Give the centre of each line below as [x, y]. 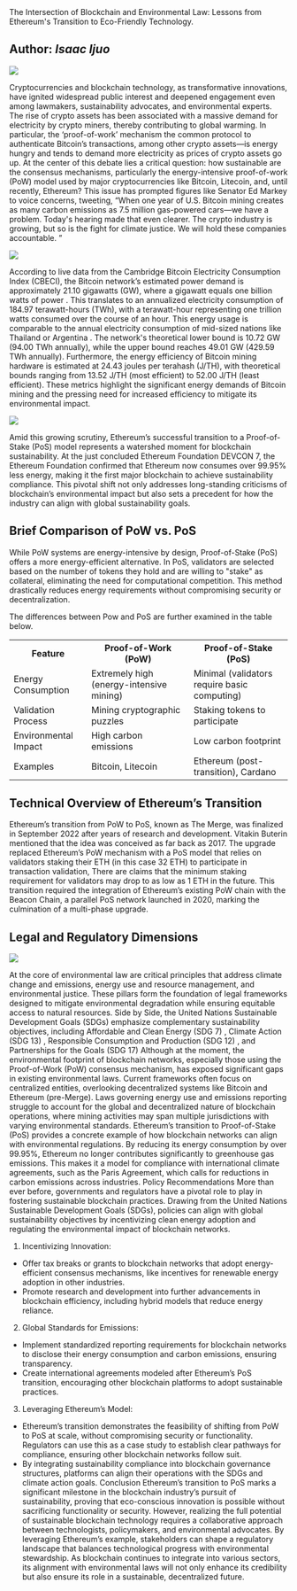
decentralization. [40, 599]
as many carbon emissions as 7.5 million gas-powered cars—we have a [139, 209]
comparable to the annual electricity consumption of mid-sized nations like [145, 328]
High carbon [117, 735]
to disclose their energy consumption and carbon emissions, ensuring [149, 1354]
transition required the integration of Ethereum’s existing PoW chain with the [148, 890]
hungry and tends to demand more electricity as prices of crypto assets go [146, 153]
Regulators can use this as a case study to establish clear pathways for [151, 1445]
